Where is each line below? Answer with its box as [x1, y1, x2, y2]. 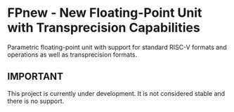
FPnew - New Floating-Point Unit [7, 5, 202, 21]
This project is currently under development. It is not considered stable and [7, 89, 226, 97]
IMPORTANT [7, 71, 63, 83]
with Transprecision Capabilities [7, 20, 200, 36]
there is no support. [7, 97, 65, 105]
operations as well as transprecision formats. [7, 50, 138, 59]
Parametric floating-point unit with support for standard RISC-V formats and [7, 43, 227, 51]
